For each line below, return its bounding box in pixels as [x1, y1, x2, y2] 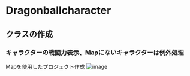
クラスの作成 [5, 29, 53, 39]
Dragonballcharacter [5, 4, 111, 17]
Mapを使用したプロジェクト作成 [5, 63, 85, 70]
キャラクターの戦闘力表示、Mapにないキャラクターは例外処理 [5, 48, 184, 57]
